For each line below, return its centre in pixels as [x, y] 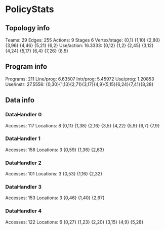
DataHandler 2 [24, 163]
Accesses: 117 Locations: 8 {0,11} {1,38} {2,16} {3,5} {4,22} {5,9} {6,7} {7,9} [82, 125]
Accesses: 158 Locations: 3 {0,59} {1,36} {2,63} [55, 150]
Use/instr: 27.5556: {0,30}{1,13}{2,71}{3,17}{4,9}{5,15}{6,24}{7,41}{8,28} [79, 84]
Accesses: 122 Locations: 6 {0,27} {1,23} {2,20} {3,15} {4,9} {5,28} [74, 222]
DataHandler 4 [24, 211]
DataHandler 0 [24, 115]
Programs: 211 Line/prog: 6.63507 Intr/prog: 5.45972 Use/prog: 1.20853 [80, 79]
